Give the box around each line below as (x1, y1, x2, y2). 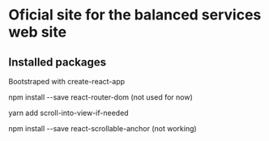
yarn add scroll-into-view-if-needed (8, 108, 129, 117)
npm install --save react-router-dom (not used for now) (8, 92, 193, 102)
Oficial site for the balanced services (8, 6, 262, 24)
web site (8, 23, 67, 41)
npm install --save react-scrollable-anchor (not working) (8, 124, 197, 133)
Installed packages (8, 55, 107, 69)
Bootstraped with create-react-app (8, 77, 126, 86)
